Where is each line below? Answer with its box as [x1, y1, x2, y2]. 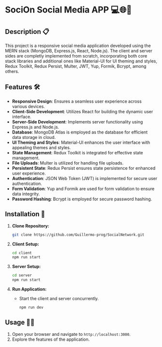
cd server [12, 273, 32, 278]
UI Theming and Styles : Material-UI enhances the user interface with [12, 139, 150, 145]
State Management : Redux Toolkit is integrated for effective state [12, 150, 144, 155]
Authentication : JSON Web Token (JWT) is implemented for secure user [12, 175, 158, 181]
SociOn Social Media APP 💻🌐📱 [5, 4, 132, 15]
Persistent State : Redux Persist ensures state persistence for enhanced [12, 165, 156, 171]
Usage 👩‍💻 [5, 318, 35, 327]
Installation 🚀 [5, 210, 45, 218]
